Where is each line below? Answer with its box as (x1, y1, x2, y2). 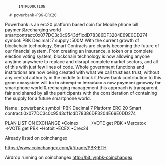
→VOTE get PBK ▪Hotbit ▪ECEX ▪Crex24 (5, 125, 89, 131)
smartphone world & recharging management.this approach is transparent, (5, 85, 159, 91)
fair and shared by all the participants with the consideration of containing (5, 90, 157, 96)
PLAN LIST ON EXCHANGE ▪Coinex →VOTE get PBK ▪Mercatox (5, 120, 146, 126)
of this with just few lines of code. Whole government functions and (5, 64, 145, 70)
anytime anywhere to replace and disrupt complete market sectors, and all (5, 59, 158, 64)
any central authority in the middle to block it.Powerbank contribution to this (5, 75, 161, 80)
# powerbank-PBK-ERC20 (9, 13, 57, 18)
